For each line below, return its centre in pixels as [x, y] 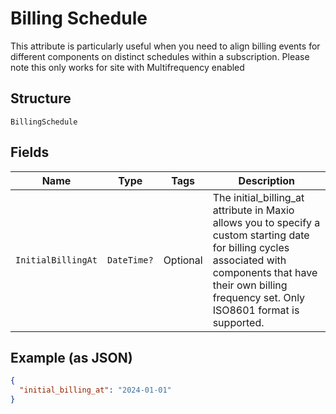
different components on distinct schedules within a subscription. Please [160, 56]
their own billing [250, 285]
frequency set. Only [259, 297]
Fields [30, 152]
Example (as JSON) [71, 357]
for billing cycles [251, 247]
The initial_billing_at [258, 197]
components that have [265, 272]
